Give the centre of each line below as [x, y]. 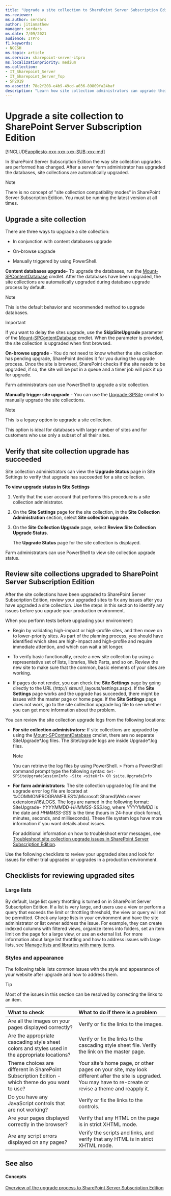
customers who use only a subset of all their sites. [58, 435]
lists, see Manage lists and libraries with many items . [60, 945]
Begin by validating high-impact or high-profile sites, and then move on [87, 630]
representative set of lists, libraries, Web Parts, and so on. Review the [85, 662]
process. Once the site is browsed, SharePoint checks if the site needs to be [85, 364]
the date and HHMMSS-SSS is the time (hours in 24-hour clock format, [87, 812]
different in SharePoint [35, 1069]
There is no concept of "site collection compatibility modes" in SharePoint [83, 193]
